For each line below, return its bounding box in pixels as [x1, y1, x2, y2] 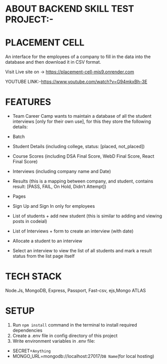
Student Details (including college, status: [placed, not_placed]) [12, 144, 145, 150]
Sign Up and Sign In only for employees [12, 203, 95, 209]
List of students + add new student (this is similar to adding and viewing [12, 213, 162, 219]
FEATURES [5, 97, 51, 108]
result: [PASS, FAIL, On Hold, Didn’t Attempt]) [12, 184, 106, 190]
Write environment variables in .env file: [12, 338, 95, 344]
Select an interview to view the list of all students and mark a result [12, 248, 152, 254]
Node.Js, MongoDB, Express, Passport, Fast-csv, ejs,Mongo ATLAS [5, 288, 146, 293]
